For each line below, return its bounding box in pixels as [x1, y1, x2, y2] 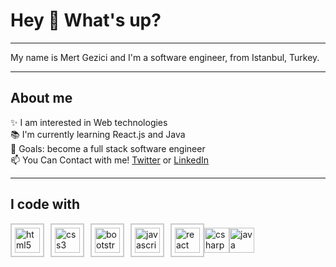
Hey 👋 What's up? [10, 9, 162, 32]
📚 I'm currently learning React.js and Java [10, 128, 186, 140]
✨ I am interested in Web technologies [10, 116, 168, 128]
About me [10, 90, 73, 107]
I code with [10, 196, 81, 213]
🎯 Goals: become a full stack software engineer [10, 142, 206, 154]
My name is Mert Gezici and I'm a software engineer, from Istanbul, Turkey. [10, 51, 320, 63]
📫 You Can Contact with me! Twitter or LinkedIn [10, 154, 210, 166]
